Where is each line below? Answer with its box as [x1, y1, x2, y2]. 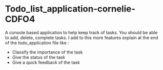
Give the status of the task [12, 54, 65, 60]
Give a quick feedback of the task [12, 59, 80, 65]
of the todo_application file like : [5, 40, 69, 45]
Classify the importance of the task [12, 49, 83, 55]
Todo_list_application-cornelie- [5, 3, 136, 14]
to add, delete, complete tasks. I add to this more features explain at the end [5, 35, 159, 41]
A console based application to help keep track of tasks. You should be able [5, 29, 158, 35]
